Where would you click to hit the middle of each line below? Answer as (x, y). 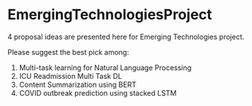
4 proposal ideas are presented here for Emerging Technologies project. (126, 37)
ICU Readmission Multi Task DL (71, 76)
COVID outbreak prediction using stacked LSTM (98, 92)
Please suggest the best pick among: (68, 52)
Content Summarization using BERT (78, 84)
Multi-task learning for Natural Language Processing (105, 67)
